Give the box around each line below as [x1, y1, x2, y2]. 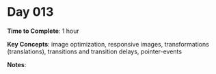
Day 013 [7, 4, 54, 20]
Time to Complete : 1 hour [7, 27, 80, 35]
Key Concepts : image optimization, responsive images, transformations [7, 40, 210, 48]
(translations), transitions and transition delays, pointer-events [7, 47, 183, 56]
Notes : [7, 60, 27, 69]
